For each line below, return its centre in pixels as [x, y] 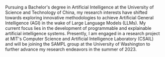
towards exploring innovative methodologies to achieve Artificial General [80, 18]
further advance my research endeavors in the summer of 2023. [71, 49]
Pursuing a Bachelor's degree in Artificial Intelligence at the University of [80, 7]
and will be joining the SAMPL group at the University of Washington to [78, 44]
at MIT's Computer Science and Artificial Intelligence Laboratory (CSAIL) [80, 39]
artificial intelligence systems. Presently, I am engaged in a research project [82, 33]
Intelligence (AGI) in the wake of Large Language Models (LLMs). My [76, 23]
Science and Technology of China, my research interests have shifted [76, 12]
